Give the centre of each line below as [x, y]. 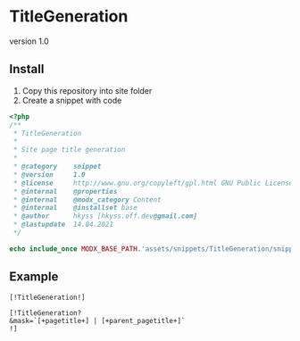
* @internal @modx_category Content [87, 200]
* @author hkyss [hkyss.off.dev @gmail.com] [105, 216]
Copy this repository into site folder [87, 90]
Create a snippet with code [72, 100]
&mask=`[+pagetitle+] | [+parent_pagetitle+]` [97, 320]
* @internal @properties [65, 191]
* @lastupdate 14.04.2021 [63, 225]
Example [34, 277]
